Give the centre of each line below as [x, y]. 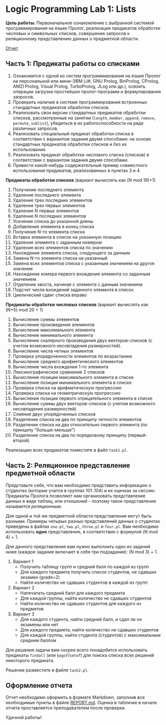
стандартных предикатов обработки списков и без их [70, 144]
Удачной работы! [24, 718]
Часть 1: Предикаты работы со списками [73, 64]
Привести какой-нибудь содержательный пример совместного [80, 165]
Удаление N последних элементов [49, 216]
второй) [21, 440]
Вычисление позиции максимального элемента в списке [73, 377]
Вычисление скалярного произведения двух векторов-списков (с [83, 340]
